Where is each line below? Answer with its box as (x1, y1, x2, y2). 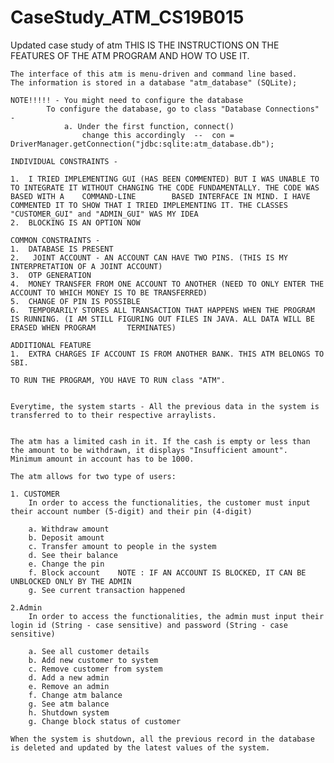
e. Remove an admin (28, 681, 110, 691)
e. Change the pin (28, 559, 105, 569)
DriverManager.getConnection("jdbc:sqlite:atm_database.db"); (10, 139, 275, 149)
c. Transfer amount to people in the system (28, 541, 217, 551)
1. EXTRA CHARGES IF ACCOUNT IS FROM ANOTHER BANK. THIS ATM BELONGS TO (10, 349, 325, 359)
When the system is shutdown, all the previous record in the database (10, 734, 315, 744)
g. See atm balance (28, 699, 110, 709)
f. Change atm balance (28, 690, 123, 700)
